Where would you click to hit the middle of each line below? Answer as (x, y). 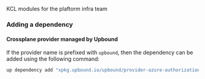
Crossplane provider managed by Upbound (62, 39)
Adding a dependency (40, 24)
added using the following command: (53, 59)
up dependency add (30, 70)
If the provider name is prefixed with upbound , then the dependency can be (100, 53)
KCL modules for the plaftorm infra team (57, 9)
